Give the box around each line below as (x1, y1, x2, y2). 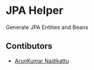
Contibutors (5, 41, 52, 51)
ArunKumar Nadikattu (14, 57, 70, 64)
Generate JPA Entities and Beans (5, 24, 89, 31)
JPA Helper (5, 4, 63, 17)
